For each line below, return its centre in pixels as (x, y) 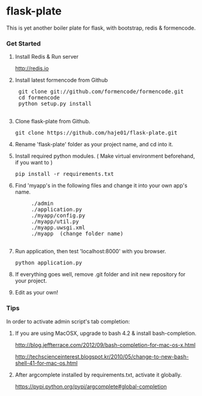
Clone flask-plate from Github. (52, 122)
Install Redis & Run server (47, 57)
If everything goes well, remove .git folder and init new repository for (100, 274)
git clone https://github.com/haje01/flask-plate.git (96, 133)
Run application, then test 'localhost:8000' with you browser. (90, 252)
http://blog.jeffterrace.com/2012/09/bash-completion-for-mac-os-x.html (105, 345)
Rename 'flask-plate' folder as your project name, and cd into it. (94, 144)
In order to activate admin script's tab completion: (68, 321)
